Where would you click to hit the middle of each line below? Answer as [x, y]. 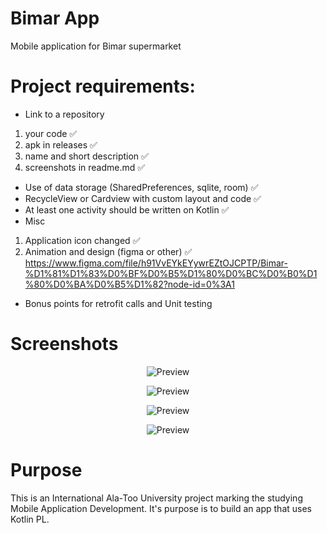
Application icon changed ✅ [82, 240]
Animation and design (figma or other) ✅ [108, 251]
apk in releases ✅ [61, 144]
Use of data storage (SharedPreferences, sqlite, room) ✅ [141, 187]
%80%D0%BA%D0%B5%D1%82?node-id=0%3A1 [130, 284]
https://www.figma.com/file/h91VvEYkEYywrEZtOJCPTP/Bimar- [156, 263]
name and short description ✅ [86, 156]
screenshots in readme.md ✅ [85, 167]
